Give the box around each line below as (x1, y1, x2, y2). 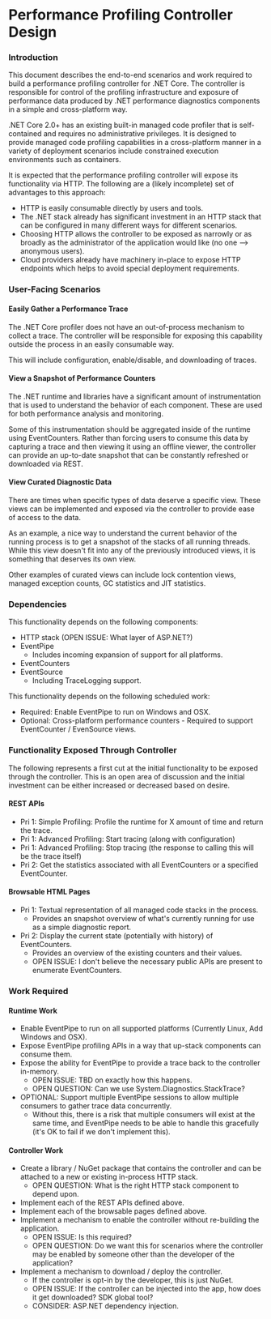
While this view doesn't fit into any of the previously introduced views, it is (8, 545, 256, 556)
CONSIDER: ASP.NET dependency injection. (32, 1301, 180, 1311)
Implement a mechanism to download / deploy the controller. (19, 1266, 222, 1277)
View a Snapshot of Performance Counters (8, 374, 156, 383)
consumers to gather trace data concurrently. (19, 1101, 172, 1111)
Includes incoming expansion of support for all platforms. (32, 650, 223, 659)
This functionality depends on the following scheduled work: (8, 691, 210, 702)
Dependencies (8, 598, 67, 609)
